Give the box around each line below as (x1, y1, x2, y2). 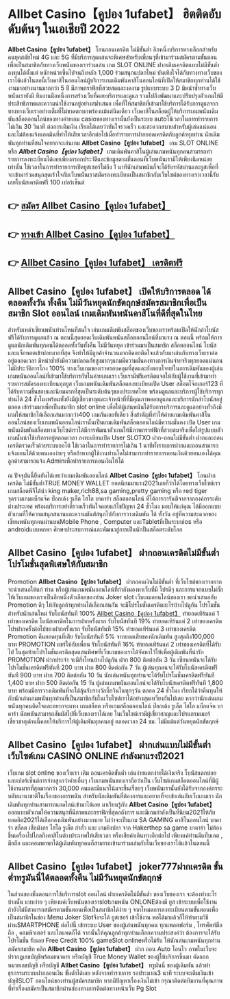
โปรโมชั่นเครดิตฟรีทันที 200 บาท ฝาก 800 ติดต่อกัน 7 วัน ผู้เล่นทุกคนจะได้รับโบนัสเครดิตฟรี (8, 663, 218, 671)
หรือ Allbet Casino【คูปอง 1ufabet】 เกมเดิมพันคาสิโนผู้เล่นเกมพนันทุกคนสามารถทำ (8, 147, 213, 155)
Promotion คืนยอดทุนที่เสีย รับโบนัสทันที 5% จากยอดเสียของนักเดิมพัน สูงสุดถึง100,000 (8, 632, 215, 640)
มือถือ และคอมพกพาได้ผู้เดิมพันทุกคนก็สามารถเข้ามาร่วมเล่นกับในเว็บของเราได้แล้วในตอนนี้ (8, 839, 210, 847)
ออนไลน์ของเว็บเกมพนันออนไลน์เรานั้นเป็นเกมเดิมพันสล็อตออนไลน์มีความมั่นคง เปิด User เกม (8, 418, 221, 426)
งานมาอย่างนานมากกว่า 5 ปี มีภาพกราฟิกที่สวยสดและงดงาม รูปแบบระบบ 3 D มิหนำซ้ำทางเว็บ (8, 84, 216, 92)
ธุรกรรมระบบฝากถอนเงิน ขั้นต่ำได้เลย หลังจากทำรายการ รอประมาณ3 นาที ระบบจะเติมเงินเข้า (8, 969, 214, 977)
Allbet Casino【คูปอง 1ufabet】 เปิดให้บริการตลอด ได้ (8, 285, 212, 297)
